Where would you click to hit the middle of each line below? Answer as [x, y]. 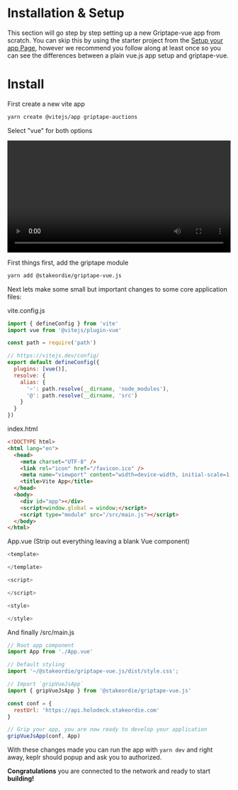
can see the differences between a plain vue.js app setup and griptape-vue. [118, 55]
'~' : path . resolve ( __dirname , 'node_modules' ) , [98, 389]
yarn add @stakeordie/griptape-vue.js [64, 275]
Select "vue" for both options [50, 130]
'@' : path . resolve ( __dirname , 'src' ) [82, 395]
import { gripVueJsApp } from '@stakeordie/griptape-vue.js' [100, 690]
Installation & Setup [66, 13]
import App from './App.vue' [50, 652]
